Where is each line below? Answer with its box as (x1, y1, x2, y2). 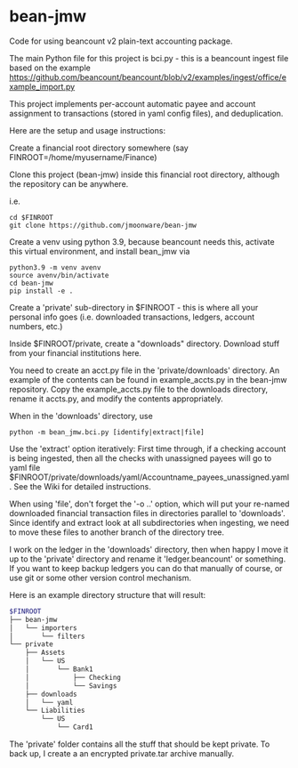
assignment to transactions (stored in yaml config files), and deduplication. (9, 108, 284, 118)
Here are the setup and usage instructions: (9, 125, 166, 135)
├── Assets (25, 648, 66, 658)
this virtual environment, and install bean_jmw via (9, 246, 190, 256)
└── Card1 (56, 723, 93, 732)
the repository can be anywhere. (9, 178, 129, 189)
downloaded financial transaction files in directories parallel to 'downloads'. (9, 507, 286, 518)
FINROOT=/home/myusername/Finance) (9, 151, 157, 162)
